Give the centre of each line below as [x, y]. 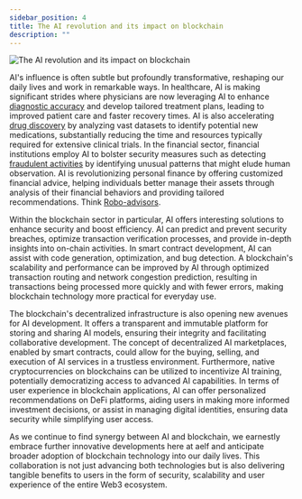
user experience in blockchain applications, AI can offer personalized [138, 391]
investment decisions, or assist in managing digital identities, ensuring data [149, 410]
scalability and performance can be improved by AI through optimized [139, 268]
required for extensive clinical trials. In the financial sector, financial [134, 144]
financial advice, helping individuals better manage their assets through [142, 183]
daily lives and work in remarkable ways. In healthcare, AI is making [135, 88]
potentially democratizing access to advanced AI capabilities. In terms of [144, 381]
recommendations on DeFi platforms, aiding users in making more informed [150, 400]
